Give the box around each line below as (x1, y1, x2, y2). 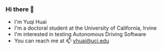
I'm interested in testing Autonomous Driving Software (14, 31, 146, 38)
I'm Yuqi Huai (14, 19, 47, 26)
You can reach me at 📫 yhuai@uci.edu (14, 37, 110, 44)
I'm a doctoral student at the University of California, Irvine (14, 24, 157, 31)
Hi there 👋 (5, 5, 35, 13)
